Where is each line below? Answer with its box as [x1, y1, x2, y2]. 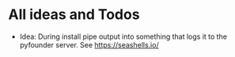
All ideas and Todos [8, 6, 140, 24]
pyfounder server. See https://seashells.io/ [19, 40, 160, 49]
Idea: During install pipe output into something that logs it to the [19, 32, 228, 41]
